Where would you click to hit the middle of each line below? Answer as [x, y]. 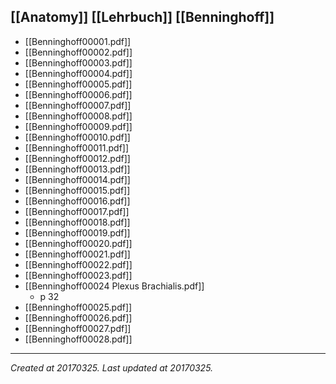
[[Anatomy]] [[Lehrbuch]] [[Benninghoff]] [142, 17]
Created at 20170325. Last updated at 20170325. [112, 367]
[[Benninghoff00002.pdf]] [78, 52]
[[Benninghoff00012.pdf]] [77, 158]
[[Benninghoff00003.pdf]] [78, 62]
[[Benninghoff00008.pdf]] [78, 116]
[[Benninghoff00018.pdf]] [77, 222]
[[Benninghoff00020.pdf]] [78, 243]
